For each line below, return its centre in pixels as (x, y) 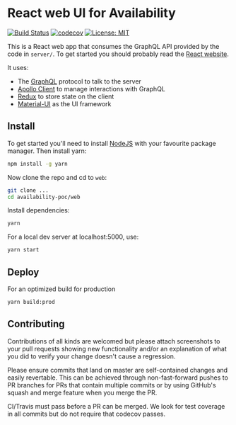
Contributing (36, 324)
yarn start (23, 250)
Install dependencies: (39, 210)
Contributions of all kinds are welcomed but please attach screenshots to (114, 341)
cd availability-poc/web (44, 197)
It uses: (18, 67)
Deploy (23, 272)
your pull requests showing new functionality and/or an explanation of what (117, 348)
